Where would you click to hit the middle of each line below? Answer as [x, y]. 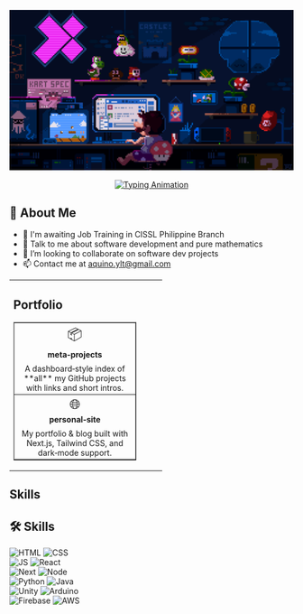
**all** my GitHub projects [75, 378]
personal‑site [75, 419]
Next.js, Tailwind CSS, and [75, 442]
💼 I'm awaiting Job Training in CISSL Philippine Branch [124, 235]
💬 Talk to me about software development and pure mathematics [142, 244]
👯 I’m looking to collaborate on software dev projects [120, 254]
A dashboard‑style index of [75, 368]
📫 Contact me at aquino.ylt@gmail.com [96, 264]
